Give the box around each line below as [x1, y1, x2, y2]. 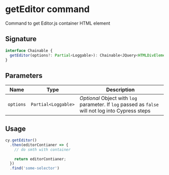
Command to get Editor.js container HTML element [5, 20, 111, 26]
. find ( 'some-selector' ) [10, 166, 59, 171]
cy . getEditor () [5, 138, 37, 143]
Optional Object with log [79, 95, 137, 102]
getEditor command [5, 4, 90, 15]
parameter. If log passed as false [79, 101, 159, 108]
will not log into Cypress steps [79, 107, 151, 114]
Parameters [5, 71, 43, 80]
